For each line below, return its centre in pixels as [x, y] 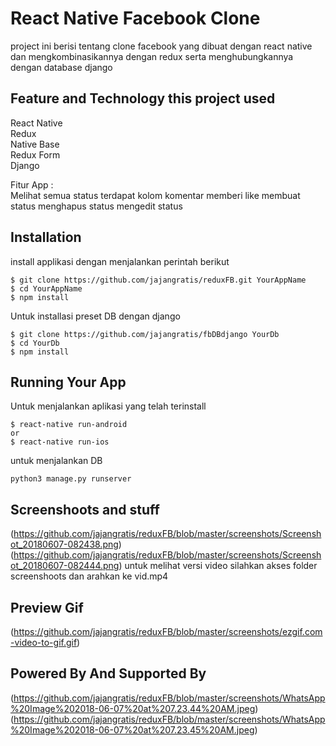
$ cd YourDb [35, 343]
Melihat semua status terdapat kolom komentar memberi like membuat [155, 195]
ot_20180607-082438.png [64, 544]
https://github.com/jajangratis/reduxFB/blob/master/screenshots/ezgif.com [168, 631]
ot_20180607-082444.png [65, 566]
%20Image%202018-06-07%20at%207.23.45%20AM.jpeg [132, 729]
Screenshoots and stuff [85, 509]
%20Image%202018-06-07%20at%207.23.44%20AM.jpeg [133, 708]
